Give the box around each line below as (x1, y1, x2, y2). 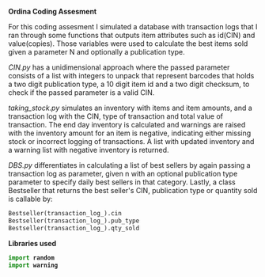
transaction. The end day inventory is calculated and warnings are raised (8, 120, 246, 129)
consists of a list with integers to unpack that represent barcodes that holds (8, 71, 255, 80)
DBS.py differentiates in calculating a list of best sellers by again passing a (8, 161, 251, 169)
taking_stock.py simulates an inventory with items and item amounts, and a (8, 103, 253, 112)
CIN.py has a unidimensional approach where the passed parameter (8, 63, 230, 72)
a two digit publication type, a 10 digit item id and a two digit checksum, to (8, 79, 250, 89)
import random (8, 253, 55, 262)
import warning (8, 261, 59, 269)
